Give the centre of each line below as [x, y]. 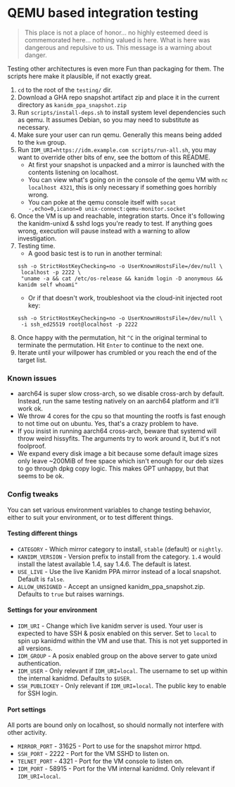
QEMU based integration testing [103, 13]
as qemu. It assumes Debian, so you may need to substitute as [108, 120]
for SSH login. [38, 693]
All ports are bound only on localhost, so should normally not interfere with [115, 725]
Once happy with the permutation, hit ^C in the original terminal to [112, 337]
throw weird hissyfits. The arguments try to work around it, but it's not [119, 439]
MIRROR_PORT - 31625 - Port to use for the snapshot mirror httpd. [109, 746]
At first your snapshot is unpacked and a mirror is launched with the [126, 164]
